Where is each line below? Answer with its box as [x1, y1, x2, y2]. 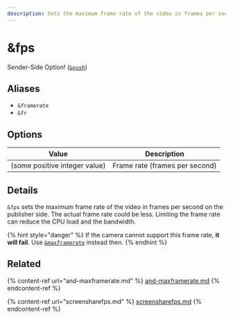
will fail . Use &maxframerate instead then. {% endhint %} [7, 238, 168, 246]
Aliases [7, 82, 40, 94]
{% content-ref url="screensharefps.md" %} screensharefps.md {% [7, 297, 202, 305]
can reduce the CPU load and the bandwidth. [7, 217, 137, 226]
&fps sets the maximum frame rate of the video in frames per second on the [7, 203, 223, 211]
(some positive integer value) [10, 161, 106, 170]
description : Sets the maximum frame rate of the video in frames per [7, 10, 216, 17]
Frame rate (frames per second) [112, 161, 217, 170]
